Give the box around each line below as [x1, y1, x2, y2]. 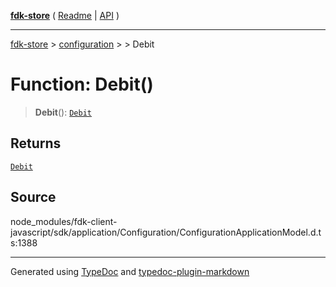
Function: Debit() [10, 73, 154, 96]
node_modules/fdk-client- [10, 215, 118, 227]
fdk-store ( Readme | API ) [10, 10, 120, 21]
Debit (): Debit [34, 106, 92, 118]
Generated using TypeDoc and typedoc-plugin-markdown [10, 265, 250, 277]
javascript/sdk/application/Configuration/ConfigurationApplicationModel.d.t [10, 226, 322, 238]
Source [10, 189, 57, 206]
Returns [10, 135, 62, 152]
